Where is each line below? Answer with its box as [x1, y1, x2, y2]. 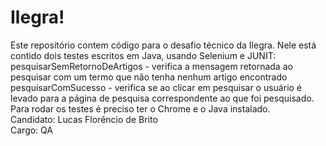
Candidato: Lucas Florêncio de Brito [10, 113, 158, 125]
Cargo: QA [10, 124, 53, 136]
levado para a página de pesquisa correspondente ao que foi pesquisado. [10, 92, 315, 104]
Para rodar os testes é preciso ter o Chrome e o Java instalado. [10, 102, 271, 115]
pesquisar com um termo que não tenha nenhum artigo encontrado [10, 71, 288, 83]
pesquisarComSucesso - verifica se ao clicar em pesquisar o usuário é [10, 81, 303, 93]
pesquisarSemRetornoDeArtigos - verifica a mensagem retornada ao [10, 60, 293, 72]
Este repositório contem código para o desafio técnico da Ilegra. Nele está [10, 39, 317, 51]
